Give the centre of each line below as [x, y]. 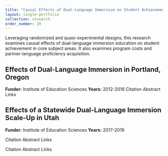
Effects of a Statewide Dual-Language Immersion [83, 110]
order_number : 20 [23, 24]
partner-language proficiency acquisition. [48, 54]
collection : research [28, 19]
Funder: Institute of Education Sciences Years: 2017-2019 [65, 130]
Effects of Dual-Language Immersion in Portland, [83, 70]
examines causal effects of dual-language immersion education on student [82, 43]
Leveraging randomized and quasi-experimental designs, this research [78, 38]
